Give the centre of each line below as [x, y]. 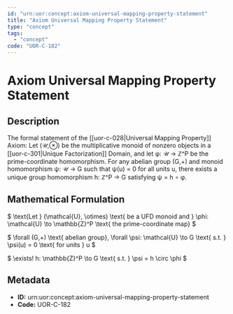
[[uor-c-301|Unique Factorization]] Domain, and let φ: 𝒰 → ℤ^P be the [108, 154]
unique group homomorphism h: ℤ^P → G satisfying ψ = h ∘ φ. [97, 177]
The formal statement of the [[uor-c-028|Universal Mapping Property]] [109, 138]
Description [33, 121]
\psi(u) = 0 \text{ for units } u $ [51, 244]
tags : [15, 33]
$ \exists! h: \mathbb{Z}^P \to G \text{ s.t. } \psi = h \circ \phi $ [97, 258]
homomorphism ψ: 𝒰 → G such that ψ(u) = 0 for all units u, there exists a [112, 169]
